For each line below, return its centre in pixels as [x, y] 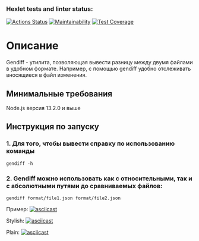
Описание [32, 46]
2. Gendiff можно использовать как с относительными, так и [99, 179]
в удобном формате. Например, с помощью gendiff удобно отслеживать [99, 69]
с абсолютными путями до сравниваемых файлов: [84, 186]
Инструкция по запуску [53, 127]
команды [20, 151]
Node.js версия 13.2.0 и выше [44, 108]
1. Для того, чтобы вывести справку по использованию [91, 143]
